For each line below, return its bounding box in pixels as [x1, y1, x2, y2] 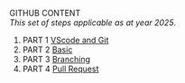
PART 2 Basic [22, 44, 73, 55]
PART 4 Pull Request [22, 63, 99, 74]
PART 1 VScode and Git [22, 35, 109, 45]
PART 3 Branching [22, 54, 91, 64]
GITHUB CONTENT [9, 8, 81, 18]
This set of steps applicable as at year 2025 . [9, 17, 177, 28]
